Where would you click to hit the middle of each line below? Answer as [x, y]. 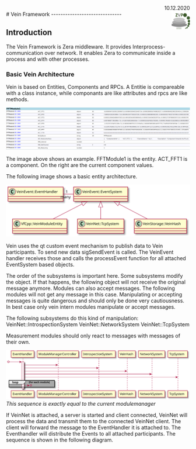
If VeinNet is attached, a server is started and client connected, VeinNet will [97, 415]
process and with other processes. [48, 59]
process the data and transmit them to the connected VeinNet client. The [94, 421]
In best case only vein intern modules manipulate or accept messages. [91, 307]
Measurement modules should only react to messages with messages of [93, 336]
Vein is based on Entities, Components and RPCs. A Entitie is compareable [95, 87]
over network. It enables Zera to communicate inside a [110, 53]
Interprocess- [149, 46]
